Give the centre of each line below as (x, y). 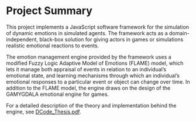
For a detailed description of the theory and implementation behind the (91, 105)
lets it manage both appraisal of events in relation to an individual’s (86, 69)
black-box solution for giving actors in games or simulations (111, 39)
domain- (179, 33)
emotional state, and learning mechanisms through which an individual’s (93, 75)
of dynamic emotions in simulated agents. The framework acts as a (87, 33)
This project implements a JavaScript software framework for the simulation (97, 27)
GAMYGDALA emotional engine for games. (58, 94)
